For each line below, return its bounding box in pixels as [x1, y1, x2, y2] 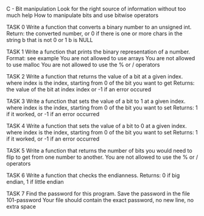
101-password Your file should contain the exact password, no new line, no [6, 197, 194, 203]
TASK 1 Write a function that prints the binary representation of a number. [6, 48, 191, 55]
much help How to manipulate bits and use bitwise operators [6, 12, 159, 19]
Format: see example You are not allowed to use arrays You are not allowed [6, 55, 195, 61]
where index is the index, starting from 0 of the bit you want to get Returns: [6, 79, 195, 86]
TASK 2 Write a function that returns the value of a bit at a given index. [6, 73, 183, 80]
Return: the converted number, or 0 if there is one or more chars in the [6, 30, 183, 37]
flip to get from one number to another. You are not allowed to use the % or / [6, 153, 199, 161]
